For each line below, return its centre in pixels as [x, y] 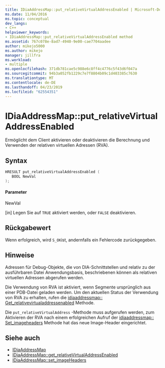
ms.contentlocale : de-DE [30, 82]
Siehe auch [23, 338]
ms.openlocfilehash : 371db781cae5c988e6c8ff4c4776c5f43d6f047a [71, 69]
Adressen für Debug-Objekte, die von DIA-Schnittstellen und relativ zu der [80, 267]
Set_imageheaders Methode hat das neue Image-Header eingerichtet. [76, 322]
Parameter [16, 192]
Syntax [16, 161]
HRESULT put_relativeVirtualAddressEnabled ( [52, 172]
